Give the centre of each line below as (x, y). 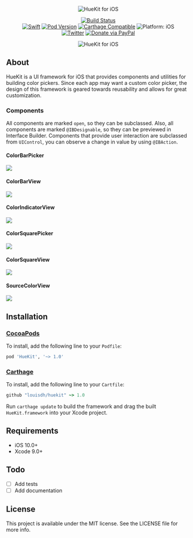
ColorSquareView (28, 259)
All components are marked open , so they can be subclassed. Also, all (90, 124)
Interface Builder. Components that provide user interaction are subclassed (96, 136)
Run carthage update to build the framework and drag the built (81, 406)
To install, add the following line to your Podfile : (64, 346)
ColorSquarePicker (30, 234)
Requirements (32, 431)
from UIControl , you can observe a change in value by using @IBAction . (92, 142)
